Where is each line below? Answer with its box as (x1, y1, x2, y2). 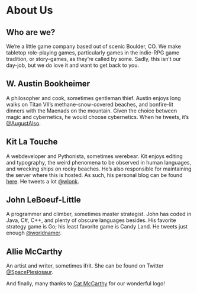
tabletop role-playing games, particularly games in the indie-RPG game (6, 49, 179, 56)
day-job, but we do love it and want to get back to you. (6, 62, 140, 69)
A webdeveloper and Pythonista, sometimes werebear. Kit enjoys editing (6, 152, 183, 160)
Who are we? (6, 27, 56, 37)
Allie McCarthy (6, 246, 63, 256)
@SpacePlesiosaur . (6, 269, 53, 276)
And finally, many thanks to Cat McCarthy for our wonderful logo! (6, 280, 166, 287)
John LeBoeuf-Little (6, 195, 81, 205)
